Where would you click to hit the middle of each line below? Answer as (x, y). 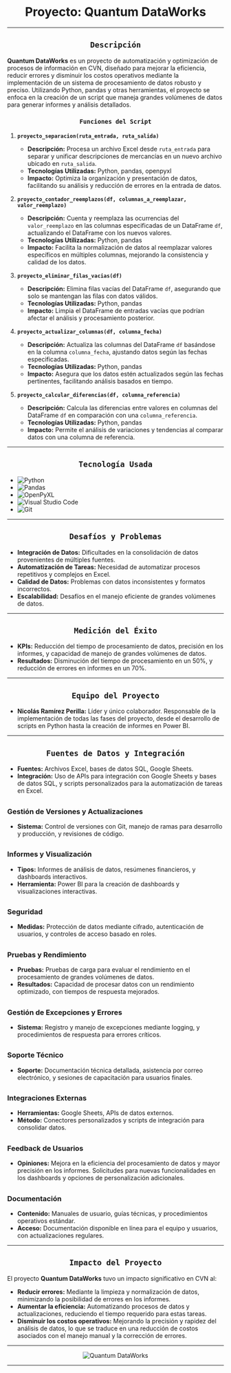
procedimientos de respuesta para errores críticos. (89, 1034)
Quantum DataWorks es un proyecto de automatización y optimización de (112, 61)
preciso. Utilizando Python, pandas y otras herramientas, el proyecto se (109, 89)
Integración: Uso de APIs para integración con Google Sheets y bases (117, 776)
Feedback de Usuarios (45, 1148)
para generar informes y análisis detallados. (69, 105)
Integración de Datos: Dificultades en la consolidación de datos (108, 552)
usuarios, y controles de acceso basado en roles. (87, 934)
